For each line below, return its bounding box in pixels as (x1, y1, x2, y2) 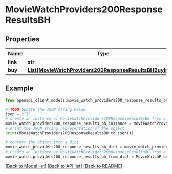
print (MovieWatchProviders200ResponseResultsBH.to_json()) (5, 131, 134, 136)
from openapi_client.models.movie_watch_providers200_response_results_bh (5, 97, 168, 103)
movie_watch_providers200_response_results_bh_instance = (5, 121, 132, 126)
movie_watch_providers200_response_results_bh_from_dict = (5, 154, 134, 159)
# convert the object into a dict (5, 139, 79, 145)
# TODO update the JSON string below (5, 107, 86, 112)
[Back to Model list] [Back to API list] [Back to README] (5, 163, 123, 169)
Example (5, 84, 34, 93)
